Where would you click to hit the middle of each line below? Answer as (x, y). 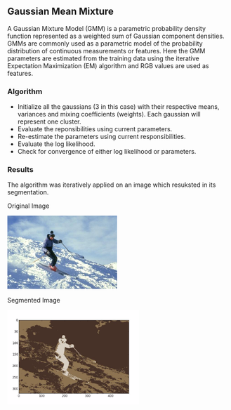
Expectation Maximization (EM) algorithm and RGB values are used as (108, 65)
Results (20, 170)
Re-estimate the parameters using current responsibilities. (101, 137)
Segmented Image (34, 300)
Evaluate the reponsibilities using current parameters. (95, 129)
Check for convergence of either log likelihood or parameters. (107, 152)
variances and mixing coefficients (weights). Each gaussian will (109, 114)
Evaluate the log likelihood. (56, 144)
